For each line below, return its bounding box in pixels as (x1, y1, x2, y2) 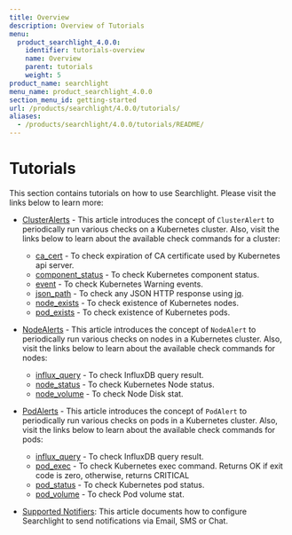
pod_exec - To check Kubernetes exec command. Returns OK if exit (35, 460, 284, 471)
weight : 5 (25, 71, 62, 80)
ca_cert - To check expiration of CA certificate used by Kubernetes (35, 250, 281, 261)
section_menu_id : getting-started (9, 95, 138, 105)
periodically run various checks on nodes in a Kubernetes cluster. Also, (21, 334, 282, 344)
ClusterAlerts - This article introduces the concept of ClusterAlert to (21, 214, 275, 224)
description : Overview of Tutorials (9, 21, 145, 30)
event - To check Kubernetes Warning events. (35, 279, 204, 289)
